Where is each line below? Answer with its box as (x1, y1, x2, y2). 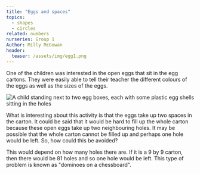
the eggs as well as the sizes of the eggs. (6, 82, 109, 89)
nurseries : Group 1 (6, 36, 55, 42)
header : (6, 48, 26, 54)
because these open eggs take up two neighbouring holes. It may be (6, 124, 176, 131)
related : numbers (6, 31, 50, 37)
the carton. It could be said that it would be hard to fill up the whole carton (6, 117, 189, 125)
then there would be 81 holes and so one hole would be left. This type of (6, 154, 184, 161)
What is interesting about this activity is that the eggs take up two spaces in (6, 111, 192, 119)
